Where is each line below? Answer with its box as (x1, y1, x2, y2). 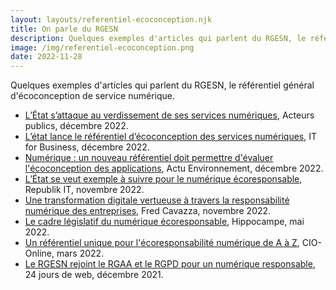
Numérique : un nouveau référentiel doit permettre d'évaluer (24, 152, 274, 164)
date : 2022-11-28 (10, 52, 83, 62)
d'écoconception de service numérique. (10, 90, 175, 102)
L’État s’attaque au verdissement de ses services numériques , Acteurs (24, 109, 315, 121)
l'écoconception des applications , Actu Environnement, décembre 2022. (24, 162, 324, 175)
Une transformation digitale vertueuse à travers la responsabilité (24, 194, 290, 206)
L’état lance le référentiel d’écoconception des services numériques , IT (24, 131, 317, 143)
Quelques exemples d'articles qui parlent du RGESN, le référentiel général (10, 79, 315, 91)
